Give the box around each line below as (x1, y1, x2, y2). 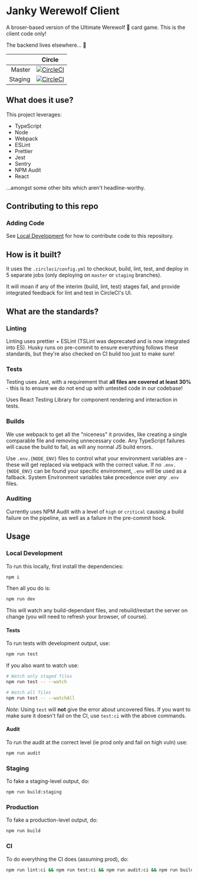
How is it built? (6, 250, 62, 260)
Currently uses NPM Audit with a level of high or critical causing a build (6, 508, 184, 515)
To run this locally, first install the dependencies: (6, 563, 124, 570)
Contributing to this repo (6, 201, 98, 211)
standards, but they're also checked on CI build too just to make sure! (6, 350, 175, 357)
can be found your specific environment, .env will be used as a (34, 467, 187, 474)
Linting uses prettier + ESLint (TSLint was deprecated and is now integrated (6, 337, 190, 344)
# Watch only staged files (6, 673, 72, 680)
